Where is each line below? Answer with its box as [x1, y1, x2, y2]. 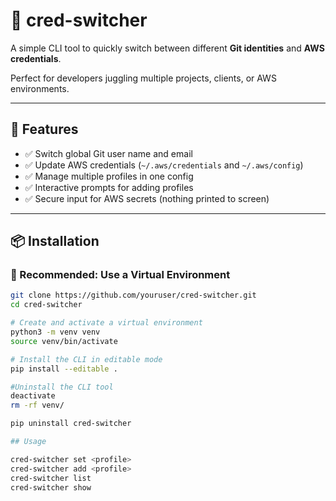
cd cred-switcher [10, 300, 83, 310]
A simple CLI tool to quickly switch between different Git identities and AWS [10, 42, 325, 54]
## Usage [10, 437, 47, 447]
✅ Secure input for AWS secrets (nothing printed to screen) [24, 192, 270, 204]
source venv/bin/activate [10, 336, 118, 346]
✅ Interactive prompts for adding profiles [24, 181, 194, 193]
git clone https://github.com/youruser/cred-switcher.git [10, 290, 257, 301]
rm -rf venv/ [10, 400, 65, 411]
